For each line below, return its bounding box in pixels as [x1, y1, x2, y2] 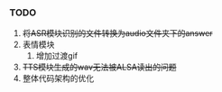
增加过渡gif [35, 51, 79, 61]
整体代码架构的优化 [22, 73, 95, 84]
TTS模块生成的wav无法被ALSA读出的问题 [22, 61, 178, 73]
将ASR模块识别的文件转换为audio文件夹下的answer [22, 28, 214, 39]
